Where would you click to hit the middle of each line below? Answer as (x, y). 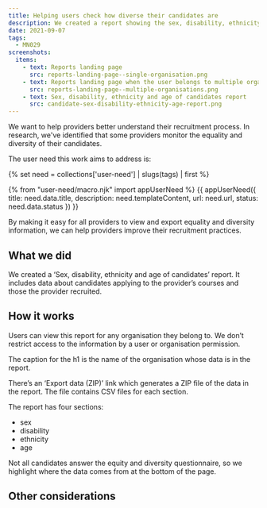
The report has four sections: (56, 406)
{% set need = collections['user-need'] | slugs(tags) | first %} (109, 175)
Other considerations (62, 496)
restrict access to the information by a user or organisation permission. (124, 344)
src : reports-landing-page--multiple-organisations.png (124, 89)
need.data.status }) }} (44, 206)
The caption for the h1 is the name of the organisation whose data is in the (130, 359)
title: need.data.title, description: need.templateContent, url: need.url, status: (133, 198)
